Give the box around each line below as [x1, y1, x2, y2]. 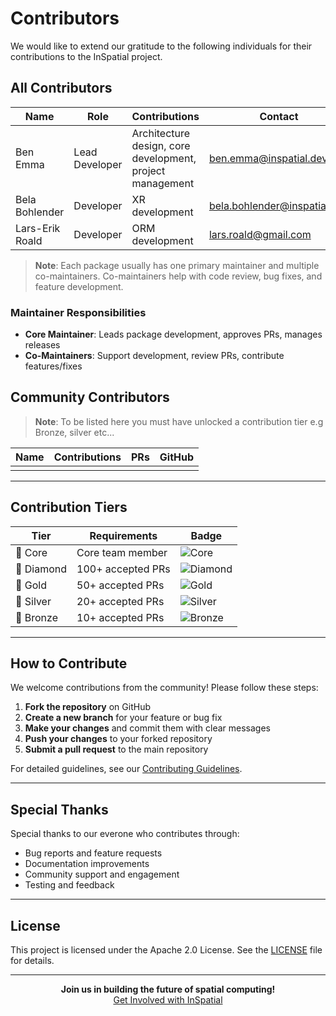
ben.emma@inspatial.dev [208, 151, 328, 165]
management [131, 176, 195, 190]
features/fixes [24, 360, 83, 372]
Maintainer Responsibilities [10, 305, 147, 319]
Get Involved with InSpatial [113, 994, 223, 1006]
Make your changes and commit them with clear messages [24, 722, 271, 734]
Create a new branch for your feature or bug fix [24, 712, 223, 724]
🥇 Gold [15, 578, 47, 592]
